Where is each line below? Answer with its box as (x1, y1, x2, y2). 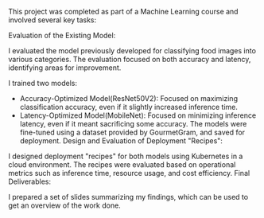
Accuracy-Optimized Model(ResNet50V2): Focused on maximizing (19, 94, 239, 103)
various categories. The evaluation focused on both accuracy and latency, (8, 55, 251, 64)
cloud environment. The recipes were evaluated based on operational (8, 160, 236, 169)
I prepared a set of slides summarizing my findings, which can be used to (8, 193, 249, 201)
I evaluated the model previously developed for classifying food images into (8, 46, 257, 55)
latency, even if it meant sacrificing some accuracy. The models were (19, 119, 247, 128)
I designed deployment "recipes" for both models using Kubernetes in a (8, 151, 243, 161)
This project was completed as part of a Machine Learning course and (8, 7, 239, 16)
